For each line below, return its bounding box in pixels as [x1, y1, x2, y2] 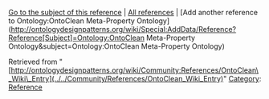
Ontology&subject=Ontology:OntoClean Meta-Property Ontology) [8, 42, 225, 51]
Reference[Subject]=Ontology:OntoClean [8, 33, 145, 42]
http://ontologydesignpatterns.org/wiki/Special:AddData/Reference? [10, 25, 237, 34]
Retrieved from [8, 57, 58, 66]
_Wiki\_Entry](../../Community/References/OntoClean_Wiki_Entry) [8, 74, 224, 83]
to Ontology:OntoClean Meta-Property [8, 16, 135, 26]
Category [228, 74, 259, 83]
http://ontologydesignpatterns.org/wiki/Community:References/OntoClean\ [10, 65, 259, 75]
